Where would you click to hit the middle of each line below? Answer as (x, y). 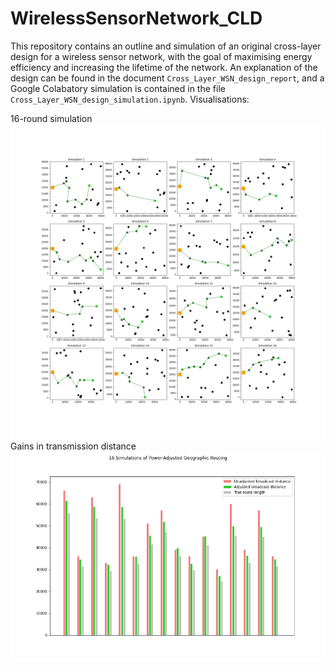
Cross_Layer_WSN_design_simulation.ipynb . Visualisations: (130, 99)
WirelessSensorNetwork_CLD (136, 18)
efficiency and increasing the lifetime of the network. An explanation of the (164, 67)
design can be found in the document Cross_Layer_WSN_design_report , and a (167, 78)
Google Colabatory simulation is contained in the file (118, 88)
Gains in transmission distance (73, 446)
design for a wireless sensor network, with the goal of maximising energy (161, 56)
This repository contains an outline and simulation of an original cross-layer (166, 46)
